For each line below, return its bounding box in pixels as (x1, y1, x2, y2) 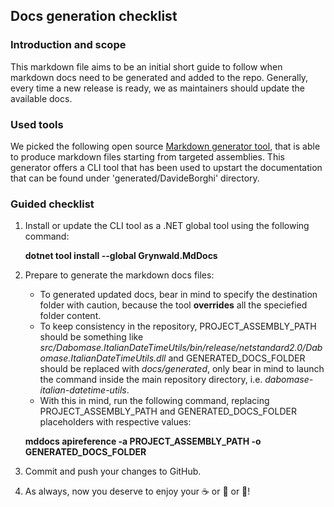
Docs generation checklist (10, 8, 178, 25)
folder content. (39, 310, 102, 322)
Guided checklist (10, 197, 95, 211)
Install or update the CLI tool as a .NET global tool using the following (24, 220, 310, 232)
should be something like (39, 331, 144, 343)
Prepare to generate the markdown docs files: (24, 269, 215, 281)
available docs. (10, 92, 73, 104)
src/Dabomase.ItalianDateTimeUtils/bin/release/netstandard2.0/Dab (39, 342, 323, 354)
